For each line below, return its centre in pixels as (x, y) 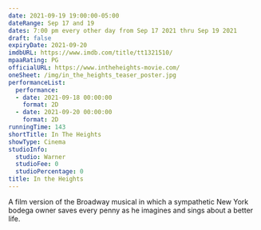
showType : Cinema (37, 142)
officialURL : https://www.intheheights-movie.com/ (94, 68)
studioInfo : (28, 149)
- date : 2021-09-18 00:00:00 (64, 97)
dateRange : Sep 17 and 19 (51, 23)
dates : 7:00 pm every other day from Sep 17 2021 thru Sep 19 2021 (123, 30)
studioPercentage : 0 (49, 172)
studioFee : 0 (37, 165)
